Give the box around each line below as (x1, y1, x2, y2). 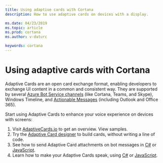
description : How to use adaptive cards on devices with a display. (5, 12, 149, 17)
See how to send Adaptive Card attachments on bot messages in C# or (12, 141, 157, 148)
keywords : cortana (5, 43, 43, 48)
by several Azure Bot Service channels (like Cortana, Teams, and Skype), (5, 91, 154, 97)
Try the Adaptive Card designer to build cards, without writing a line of (12, 131, 155, 137)
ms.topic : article (5, 25, 43, 30)
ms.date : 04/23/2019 (5, 21, 48, 26)
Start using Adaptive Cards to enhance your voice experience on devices (5, 111, 154, 117)
